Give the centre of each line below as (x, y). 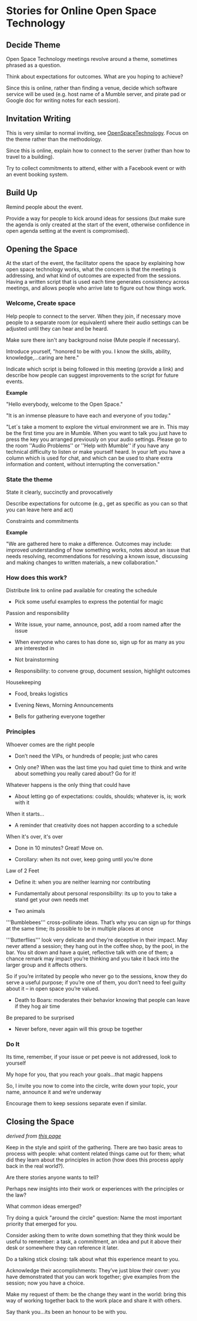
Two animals (30, 911)
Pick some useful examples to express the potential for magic (89, 602)
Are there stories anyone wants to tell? (52, 1177)
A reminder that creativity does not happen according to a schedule (96, 825)
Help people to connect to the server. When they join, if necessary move (94, 316)
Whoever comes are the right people (50, 744)
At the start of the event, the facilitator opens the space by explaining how (96, 263)
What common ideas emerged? (44, 1206)
